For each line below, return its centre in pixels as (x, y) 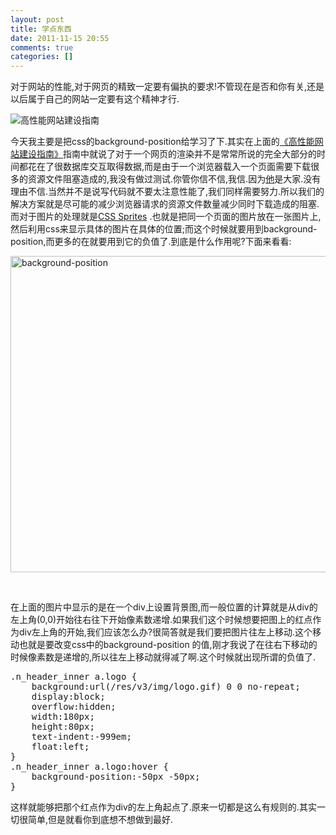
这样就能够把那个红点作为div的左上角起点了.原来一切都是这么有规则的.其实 (163, 807)
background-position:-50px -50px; (116, 777)
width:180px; (63, 717)
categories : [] (42, 57)
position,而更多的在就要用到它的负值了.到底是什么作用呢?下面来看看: (151, 242)
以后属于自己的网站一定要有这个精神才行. (95, 99)
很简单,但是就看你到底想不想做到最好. (96, 820)
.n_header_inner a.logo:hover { (89, 767)
